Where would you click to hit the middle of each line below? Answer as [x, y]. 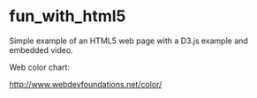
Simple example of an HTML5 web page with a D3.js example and [129, 41]
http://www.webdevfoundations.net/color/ [86, 84]
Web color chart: [40, 67]
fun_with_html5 [68, 16]
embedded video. [41, 49]
